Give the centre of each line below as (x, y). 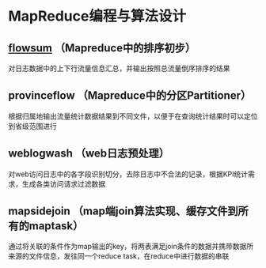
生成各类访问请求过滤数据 (63, 183)
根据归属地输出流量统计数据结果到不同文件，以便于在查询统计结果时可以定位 (133, 116)
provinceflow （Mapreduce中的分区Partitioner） (130, 96)
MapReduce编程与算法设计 (97, 16)
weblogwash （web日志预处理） (89, 154)
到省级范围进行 (32, 126)
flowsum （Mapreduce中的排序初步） (102, 48)
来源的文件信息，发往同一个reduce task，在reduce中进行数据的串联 (119, 256)
